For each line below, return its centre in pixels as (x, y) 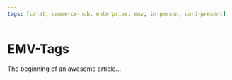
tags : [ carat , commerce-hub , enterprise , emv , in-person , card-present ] (117, 14)
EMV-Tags (38, 48)
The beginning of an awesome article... (64, 69)
